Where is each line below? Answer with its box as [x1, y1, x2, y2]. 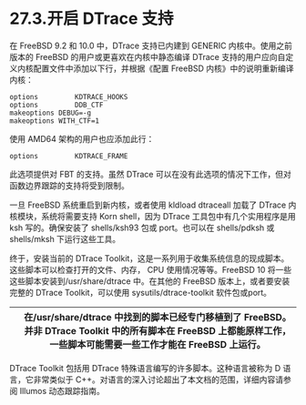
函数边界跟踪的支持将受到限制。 [9, 179, 129, 191]
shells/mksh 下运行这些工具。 [9, 233, 121, 244]
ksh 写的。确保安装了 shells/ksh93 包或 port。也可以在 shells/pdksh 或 [9, 222, 275, 233]
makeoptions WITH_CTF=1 [9, 116, 100, 126]
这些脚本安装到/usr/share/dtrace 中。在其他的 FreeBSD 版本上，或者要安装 [9, 275, 291, 287]
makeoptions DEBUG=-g [9, 108, 92, 117]
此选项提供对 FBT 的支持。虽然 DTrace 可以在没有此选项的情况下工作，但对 [9, 168, 291, 179]
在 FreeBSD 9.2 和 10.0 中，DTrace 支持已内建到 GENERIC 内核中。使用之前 [9, 40, 293, 51]
